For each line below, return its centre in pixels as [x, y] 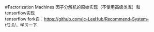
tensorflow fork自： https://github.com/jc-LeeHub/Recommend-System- [77, 19]
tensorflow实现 [20, 13]
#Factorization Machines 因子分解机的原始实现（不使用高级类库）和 [73, 7]
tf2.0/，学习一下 [21, 25]
